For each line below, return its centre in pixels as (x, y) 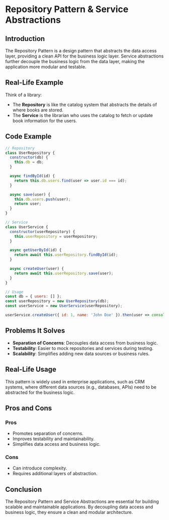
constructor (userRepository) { (43, 232)
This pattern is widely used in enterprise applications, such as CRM (75, 381)
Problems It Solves (35, 331)
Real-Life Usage (31, 369)
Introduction (25, 39)
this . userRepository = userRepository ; (56, 236)
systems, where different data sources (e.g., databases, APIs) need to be (81, 387)
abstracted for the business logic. (40, 392)
